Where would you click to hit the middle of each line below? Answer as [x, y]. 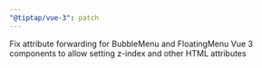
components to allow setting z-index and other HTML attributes [128, 53]
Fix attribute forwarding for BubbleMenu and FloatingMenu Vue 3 [131, 44]
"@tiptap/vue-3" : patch [54, 18]
